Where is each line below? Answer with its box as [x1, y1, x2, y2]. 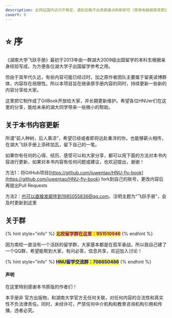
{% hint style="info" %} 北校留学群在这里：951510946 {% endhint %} [5, 231, 153, 237]
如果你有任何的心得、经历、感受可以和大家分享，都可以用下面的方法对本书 [5, 152, 162, 158]
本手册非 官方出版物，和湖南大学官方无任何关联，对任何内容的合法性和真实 [5, 294, 164, 301]
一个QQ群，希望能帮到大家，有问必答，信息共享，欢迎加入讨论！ [5, 248, 142, 254]
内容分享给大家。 [5, 87, 41, 93]
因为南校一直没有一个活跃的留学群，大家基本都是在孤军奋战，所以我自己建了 [5, 241, 167, 248]
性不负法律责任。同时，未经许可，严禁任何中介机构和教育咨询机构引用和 [5, 301, 158, 307]
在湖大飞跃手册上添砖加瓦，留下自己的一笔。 [5, 142, 100, 148]
